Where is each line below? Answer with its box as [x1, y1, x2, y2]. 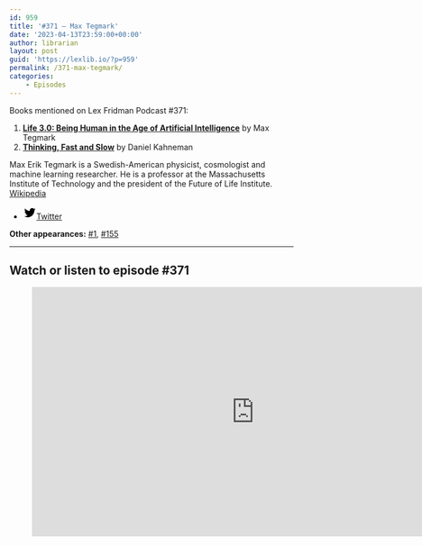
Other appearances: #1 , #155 [9, 228, 119, 239]
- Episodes [25, 80, 67, 89]
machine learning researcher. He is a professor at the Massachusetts [9, 168, 266, 179]
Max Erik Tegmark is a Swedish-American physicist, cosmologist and [9, 159, 266, 169]
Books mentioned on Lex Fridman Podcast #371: [9, 105, 189, 115]
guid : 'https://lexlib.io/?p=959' [9, 55, 140, 64]
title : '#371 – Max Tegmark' [9, 22, 119, 31]
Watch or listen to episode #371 [9, 263, 189, 278]
